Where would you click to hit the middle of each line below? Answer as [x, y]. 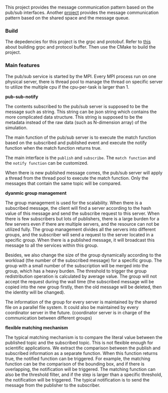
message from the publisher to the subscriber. [53, 385]
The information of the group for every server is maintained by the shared [81, 302]
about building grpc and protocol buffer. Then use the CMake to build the [80, 47]
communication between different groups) [49, 318]
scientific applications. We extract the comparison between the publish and [83, 348]
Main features [22, 66]
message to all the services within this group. [52, 245]
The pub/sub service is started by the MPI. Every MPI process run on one [81, 76]
